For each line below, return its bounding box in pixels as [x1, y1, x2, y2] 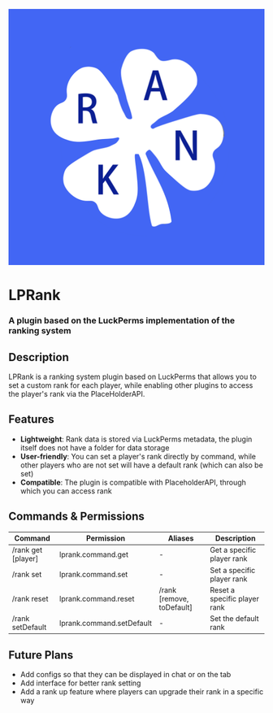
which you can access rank [19, 485, 112, 496]
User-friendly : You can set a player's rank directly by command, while [19, 451, 257, 461]
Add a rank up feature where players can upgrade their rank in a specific [19, 687, 264, 697]
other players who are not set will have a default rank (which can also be [19, 460, 264, 470]
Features [8, 412, 54, 427]
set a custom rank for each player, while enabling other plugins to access [8, 380, 253, 390]
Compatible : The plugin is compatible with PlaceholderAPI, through [19, 477, 246, 487]
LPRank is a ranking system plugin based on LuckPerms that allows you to [8, 372, 258, 381]
